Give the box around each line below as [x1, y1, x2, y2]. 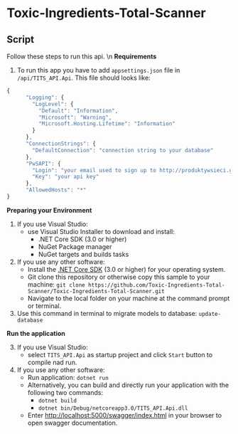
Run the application [6, 329, 65, 337]
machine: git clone [27, 280, 86, 289]
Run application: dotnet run [27, 373, 109, 381]
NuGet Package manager [38, 242, 112, 250]
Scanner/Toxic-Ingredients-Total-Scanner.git [27, 287, 165, 295]
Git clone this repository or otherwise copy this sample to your [27, 272, 210, 281]
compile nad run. [27, 358, 77, 366]
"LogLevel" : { [32, 100, 74, 107]
